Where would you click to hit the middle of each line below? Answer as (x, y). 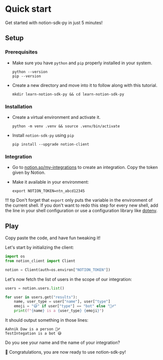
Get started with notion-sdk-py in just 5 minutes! (54, 23)
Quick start (28, 9)
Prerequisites (21, 52)
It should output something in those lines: (47, 320)
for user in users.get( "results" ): (41, 297)
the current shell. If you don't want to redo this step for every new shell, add (81, 205)
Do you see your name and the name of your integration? (63, 343)
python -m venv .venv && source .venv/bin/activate (66, 126)
